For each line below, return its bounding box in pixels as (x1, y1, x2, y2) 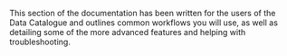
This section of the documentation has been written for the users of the (9, 8, 276, 18)
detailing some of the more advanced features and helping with (9, 27, 246, 37)
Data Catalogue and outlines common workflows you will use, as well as (9, 17, 279, 28)
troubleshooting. (9, 36, 71, 47)
